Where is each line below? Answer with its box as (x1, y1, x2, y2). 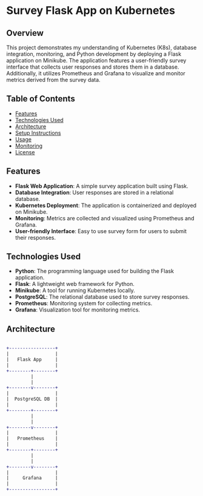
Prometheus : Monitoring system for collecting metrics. (15, 300, 153, 307)
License (15, 148, 35, 155)
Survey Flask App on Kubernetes (6, 4, 176, 18)
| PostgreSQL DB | (6, 396, 59, 403)
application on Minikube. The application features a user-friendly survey (6, 57, 187, 64)
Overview (6, 28, 44, 38)
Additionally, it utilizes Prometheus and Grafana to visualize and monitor (6, 70, 186, 76)
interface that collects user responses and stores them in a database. (6, 63, 179, 70)
